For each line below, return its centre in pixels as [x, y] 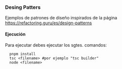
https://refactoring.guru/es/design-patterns [49, 23]
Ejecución [15, 34]
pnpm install [23, 54]
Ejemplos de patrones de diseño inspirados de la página [61, 18]
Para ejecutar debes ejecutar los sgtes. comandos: [56, 45]
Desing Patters [23, 7]
